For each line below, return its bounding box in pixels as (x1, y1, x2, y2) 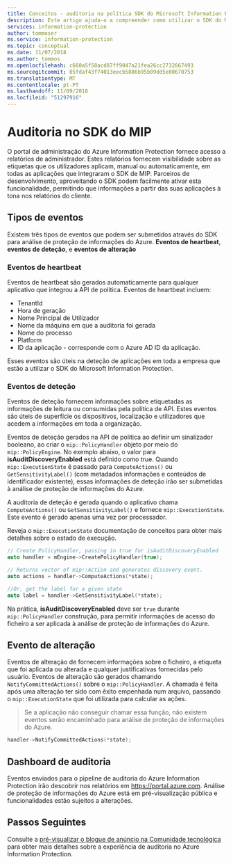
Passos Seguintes (7, 817, 87, 829)
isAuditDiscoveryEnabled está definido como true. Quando (7, 455, 179, 463)
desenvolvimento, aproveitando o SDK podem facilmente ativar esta (7, 177, 202, 185)
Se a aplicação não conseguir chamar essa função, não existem (24, 708, 207, 717)
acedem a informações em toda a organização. (7, 419, 142, 428)
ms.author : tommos (7, 56, 60, 63)
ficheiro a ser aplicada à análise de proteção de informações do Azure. (7, 619, 210, 627)
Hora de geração (17, 307, 66, 315)
